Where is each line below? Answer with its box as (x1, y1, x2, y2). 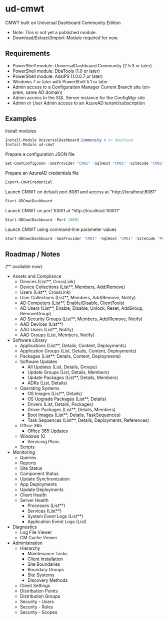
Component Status (19, 470, 59, 476)
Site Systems (27, 572, 54, 578)
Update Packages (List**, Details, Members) (27, 375, 118, 381)
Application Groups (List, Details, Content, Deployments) (19, 347, 136, 354)
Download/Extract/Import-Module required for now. (12, 35, 118, 41)
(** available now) (5, 263, 42, 269)
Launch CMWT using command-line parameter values (5, 226, 117, 232)
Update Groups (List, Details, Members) (27, 369, 109, 375)
